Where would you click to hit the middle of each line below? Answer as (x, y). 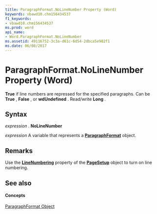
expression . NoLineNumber (34, 126)
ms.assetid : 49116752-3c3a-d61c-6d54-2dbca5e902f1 (58, 41)
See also (18, 183)
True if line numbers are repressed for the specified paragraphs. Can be (78, 94)
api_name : (15, 32)
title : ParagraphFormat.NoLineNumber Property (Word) (61, 10)
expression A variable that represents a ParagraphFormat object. (71, 136)
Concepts (15, 195)
